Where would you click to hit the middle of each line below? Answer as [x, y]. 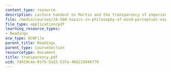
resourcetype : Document [31, 52]
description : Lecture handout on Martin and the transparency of [76, 15]
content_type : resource [31, 10]
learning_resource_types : [33, 29]
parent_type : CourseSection [35, 48]
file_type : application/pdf [35, 24]
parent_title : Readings [31, 43]
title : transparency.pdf [32, 57]
